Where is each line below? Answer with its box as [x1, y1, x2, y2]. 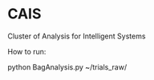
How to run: [7, 46, 47, 56]
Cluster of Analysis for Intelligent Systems [7, 31, 146, 41]
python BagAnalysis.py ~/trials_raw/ [7, 62, 128, 72]
